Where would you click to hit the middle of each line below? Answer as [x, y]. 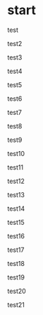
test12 [16, 181]
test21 [16, 304]
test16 [16, 236]
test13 [16, 194]
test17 [16, 250]
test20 [17, 291]
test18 [16, 263]
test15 [16, 222]
